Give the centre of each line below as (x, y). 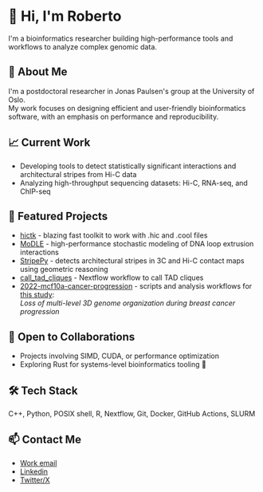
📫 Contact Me (45, 440)
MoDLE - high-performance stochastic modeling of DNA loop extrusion (137, 244)
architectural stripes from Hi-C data (78, 174)
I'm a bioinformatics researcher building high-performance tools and (121, 38)
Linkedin (34, 471)
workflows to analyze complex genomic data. (83, 46)
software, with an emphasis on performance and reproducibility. (114, 116)
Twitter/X (35, 480)
